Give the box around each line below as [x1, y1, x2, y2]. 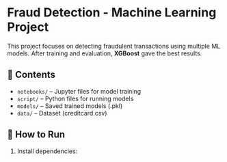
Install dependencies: [16, 147, 78, 155]
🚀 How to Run [7, 129, 66, 141]
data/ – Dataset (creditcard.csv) [16, 109, 107, 117]
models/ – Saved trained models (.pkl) [16, 101, 123, 110]
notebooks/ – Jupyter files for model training [16, 87, 142, 95]
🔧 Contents [7, 69, 56, 81]
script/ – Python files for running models [16, 94, 134, 103]
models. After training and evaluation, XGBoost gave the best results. [7, 49, 202, 57]
